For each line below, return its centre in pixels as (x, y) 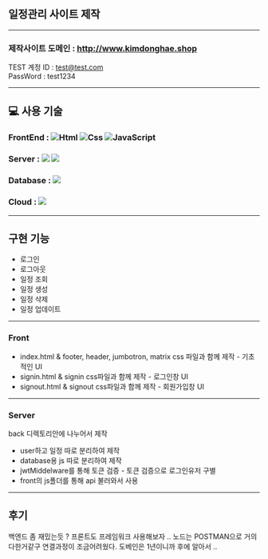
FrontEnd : (29, 138)
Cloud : (23, 202)
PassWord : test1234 (42, 76)
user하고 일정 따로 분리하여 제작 (70, 450)
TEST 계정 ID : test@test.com (56, 67)
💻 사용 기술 (35, 111)
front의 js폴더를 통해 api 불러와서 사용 (79, 480)
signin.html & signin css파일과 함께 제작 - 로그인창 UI (104, 376)
